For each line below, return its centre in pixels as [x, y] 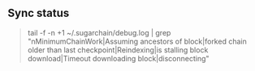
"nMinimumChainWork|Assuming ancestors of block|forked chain [137, 41]
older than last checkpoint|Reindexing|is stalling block [118, 50]
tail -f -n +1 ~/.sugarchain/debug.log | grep [99, 32]
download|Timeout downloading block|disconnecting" [118, 58]
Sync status [39, 13]
